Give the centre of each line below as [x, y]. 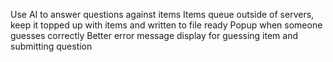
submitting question [51, 46]
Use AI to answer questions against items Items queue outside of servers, [162, 14]
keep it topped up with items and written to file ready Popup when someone [166, 25]
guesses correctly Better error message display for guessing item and [154, 35]
